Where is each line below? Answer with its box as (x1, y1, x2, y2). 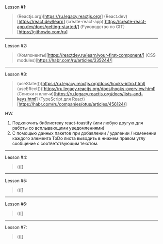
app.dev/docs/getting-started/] (16, 24, 80, 30)
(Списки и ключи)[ (16, 91, 56, 96)
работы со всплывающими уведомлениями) (12, 125, 105, 131)
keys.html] (16, 96, 38, 102)
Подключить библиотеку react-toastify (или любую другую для (12, 120, 143, 125)
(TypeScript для (38, 96, 71, 102)
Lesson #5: (5, 178, 28, 183)
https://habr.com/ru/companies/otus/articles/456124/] (18, 101, 127, 107)
